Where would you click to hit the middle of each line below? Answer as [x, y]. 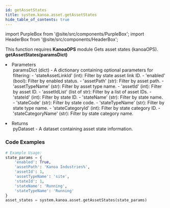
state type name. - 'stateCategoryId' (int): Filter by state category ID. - [87, 108]
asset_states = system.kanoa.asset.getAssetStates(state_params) [76, 200]
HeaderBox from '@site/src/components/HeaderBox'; [62, 39]
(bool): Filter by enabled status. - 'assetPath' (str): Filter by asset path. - [88, 81]
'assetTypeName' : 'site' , [42, 177]
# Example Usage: [24, 153]
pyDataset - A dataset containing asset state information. [73, 129]
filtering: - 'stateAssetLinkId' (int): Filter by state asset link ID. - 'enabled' [89, 76]
